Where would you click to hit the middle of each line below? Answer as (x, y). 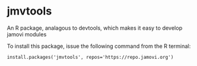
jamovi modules (27, 34)
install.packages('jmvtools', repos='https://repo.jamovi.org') (90, 57)
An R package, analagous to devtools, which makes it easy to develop (95, 28)
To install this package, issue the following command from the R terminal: (99, 46)
